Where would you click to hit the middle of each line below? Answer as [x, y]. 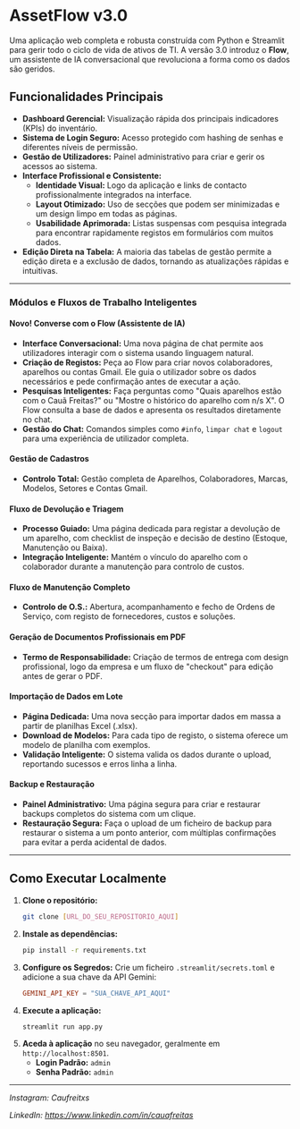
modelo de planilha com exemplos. [86, 744]
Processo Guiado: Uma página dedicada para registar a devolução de [151, 529]
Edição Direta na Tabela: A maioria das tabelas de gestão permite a [147, 251]
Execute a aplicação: [62, 1010]
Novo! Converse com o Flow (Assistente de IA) [97, 324]
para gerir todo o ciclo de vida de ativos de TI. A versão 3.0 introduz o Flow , [150, 49]
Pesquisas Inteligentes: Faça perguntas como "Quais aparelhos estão [152, 391]
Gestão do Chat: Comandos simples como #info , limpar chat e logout [152, 429]
